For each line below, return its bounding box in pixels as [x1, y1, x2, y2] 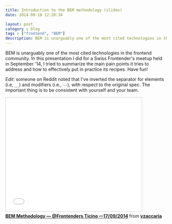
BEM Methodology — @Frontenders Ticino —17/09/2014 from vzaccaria [5, 213, 162, 219]
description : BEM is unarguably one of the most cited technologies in [5, 36, 161, 41]
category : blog [5, 26, 40, 31]
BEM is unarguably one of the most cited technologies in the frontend [5, 50, 152, 56]
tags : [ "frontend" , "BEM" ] [5, 31, 66, 36]
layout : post [5, 22, 33, 27]
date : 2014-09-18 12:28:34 [5, 12, 63, 17]
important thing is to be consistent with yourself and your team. [5, 87, 139, 93]
